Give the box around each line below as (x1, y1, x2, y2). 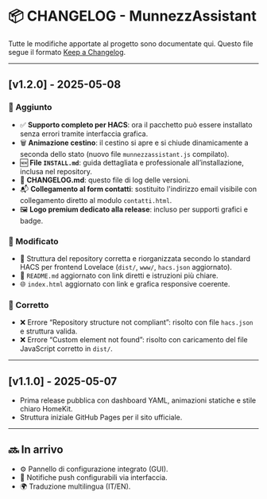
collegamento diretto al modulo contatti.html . (19, 195, 172, 205)
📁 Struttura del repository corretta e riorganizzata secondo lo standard (19, 253, 251, 263)
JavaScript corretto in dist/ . (19, 344, 113, 353)
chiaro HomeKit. (19, 404, 73, 414)
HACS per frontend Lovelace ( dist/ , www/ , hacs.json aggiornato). (19, 262, 233, 271)
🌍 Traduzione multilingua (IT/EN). (19, 481, 131, 491)
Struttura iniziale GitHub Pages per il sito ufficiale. (19, 412, 183, 423)
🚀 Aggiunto (8, 102, 52, 113)
